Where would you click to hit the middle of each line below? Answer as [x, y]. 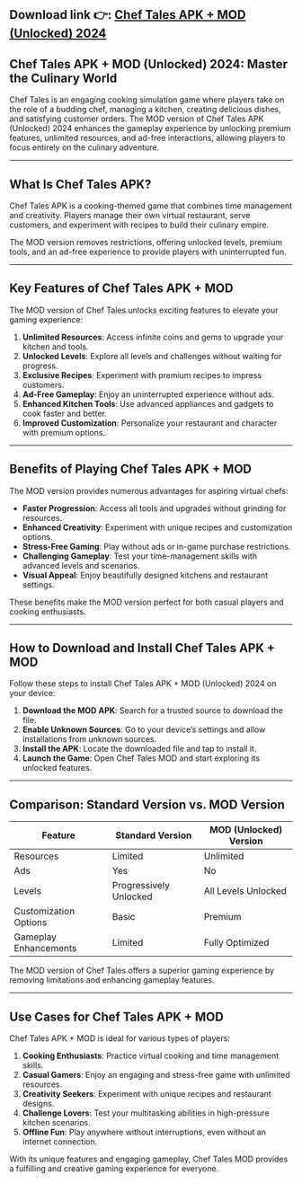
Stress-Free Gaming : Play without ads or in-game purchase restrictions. [156, 546]
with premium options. [64, 432]
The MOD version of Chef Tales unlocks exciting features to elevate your [144, 310]
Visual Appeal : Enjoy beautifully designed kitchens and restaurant [145, 575]
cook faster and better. [65, 413]
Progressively [141, 886]
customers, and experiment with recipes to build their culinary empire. [139, 225]
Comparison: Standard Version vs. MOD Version [147, 804]
